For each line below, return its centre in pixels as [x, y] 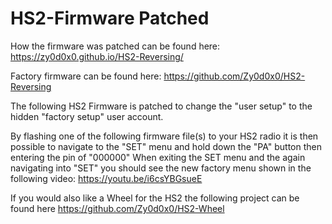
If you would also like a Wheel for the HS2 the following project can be [155, 198]
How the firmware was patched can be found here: [115, 46]
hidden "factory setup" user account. [87, 116]
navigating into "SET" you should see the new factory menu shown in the [161, 168]
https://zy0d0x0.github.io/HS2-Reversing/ [97, 56]
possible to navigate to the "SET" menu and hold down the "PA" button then [166, 146]
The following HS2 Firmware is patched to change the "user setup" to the [161, 106]
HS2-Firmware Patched [110, 18]
